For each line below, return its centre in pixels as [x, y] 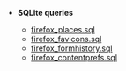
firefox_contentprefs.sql [74, 57]
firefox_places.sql [63, 29]
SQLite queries [45, 13]
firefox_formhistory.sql [71, 48]
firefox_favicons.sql [66, 39]
